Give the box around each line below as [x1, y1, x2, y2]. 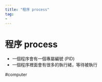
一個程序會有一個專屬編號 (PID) [12, 56, 75, 61]
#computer [5, 72, 28, 78]
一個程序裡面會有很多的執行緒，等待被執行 [12, 62, 98, 68]
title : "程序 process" [5, 7, 50, 12]
